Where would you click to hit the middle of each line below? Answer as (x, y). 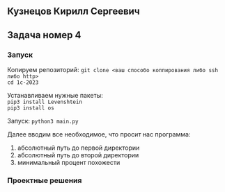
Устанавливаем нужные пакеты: (55, 96)
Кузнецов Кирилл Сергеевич (74, 11)
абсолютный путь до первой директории (78, 148)
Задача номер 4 (44, 35)
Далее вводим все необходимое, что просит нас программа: (99, 134)
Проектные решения (45, 181)
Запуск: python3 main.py (43, 121)
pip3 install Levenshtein (45, 102)
